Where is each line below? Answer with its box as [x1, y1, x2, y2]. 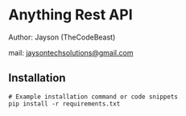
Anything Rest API [8, 6, 133, 24]
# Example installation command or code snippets [8, 93, 179, 101]
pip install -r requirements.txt [8, 99, 121, 108]
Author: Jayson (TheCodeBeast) [8, 32, 116, 42]
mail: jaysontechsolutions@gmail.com [8, 48, 134, 57]
